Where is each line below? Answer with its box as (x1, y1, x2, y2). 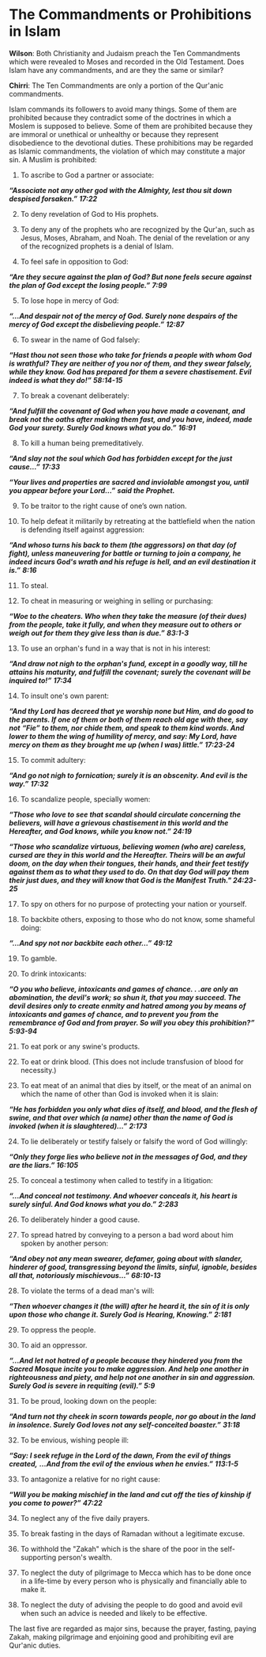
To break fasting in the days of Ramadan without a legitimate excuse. (20, 1529, 245, 1538)
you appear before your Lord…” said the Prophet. (9, 485, 176, 495)
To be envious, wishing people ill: (20, 1435, 129, 1445)
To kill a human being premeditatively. (20, 438, 144, 448)
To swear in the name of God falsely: (20, 335, 140, 344)
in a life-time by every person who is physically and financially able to (20, 1576, 247, 1586)
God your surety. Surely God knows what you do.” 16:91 (9, 423, 196, 432)
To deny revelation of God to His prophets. (20, 209, 159, 218)
